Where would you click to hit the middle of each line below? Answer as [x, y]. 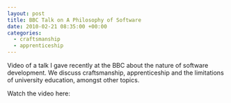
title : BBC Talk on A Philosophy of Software [74, 20]
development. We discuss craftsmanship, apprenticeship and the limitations [115, 73]
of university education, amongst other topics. [73, 80]
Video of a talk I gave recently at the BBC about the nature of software [108, 65]
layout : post [26, 13]
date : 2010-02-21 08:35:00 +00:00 [57, 26]
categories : [24, 33]
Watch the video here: [39, 93]
